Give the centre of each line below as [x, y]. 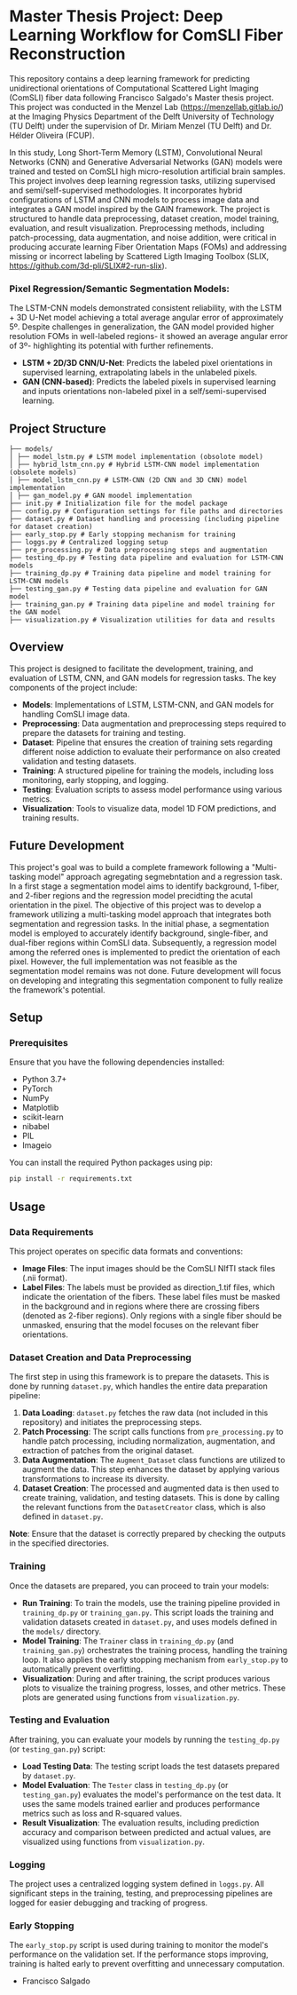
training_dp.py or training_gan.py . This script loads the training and [148, 1612]
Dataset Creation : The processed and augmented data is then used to [150, 1488]
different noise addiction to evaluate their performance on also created [151, 751]
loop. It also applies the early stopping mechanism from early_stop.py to [155, 1659]
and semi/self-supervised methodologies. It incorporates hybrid [126, 190]
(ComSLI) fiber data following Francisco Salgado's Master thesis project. [142, 97]
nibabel [36, 1127]
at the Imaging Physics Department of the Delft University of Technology [142, 116]
